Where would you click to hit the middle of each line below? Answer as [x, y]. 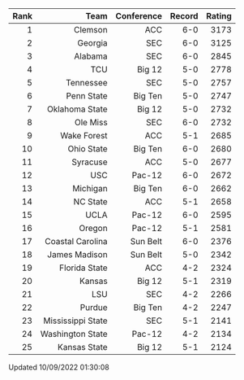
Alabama [91, 56]
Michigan [90, 188]
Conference [139, 16]
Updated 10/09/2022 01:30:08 [59, 367]
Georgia [92, 43]
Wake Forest [84, 135]
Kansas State [83, 347]
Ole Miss [91, 122]
